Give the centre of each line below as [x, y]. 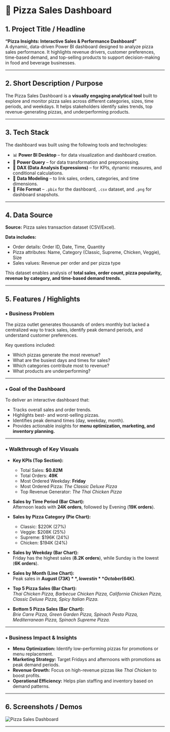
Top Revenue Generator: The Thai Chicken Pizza [71, 492]
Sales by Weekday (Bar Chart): [46, 553]
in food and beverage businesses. [40, 63]
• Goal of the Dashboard [35, 389]
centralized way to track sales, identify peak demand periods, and [74, 330]
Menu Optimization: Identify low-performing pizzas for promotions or [85, 649]
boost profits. [27, 676]
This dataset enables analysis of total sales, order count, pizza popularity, [83, 273]
